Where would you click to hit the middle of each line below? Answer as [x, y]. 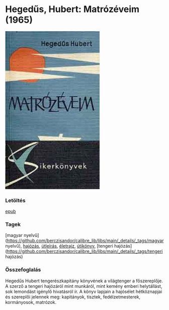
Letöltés [16, 200]
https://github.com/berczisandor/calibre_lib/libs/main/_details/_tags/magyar [85, 241]
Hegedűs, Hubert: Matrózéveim [72, 9]
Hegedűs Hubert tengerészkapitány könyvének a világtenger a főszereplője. [84, 281]
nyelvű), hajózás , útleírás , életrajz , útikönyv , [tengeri [59, 246]
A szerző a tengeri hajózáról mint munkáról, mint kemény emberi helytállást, [84, 286]
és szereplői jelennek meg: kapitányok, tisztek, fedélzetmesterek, [73, 297]
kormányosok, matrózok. [31, 302]
